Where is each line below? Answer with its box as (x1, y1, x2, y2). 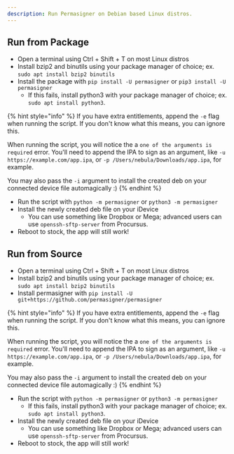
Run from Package (7, 37, 90, 48)
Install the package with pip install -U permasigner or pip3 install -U (17, 77, 226, 86)
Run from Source (7, 247, 83, 260)
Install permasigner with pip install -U (17, 289, 133, 297)
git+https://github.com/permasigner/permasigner (17, 297, 163, 304)
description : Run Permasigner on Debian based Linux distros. (7, 10, 193, 18)
